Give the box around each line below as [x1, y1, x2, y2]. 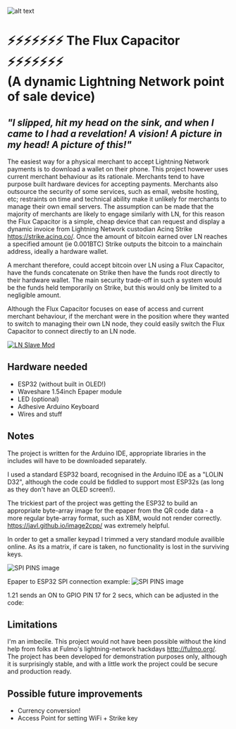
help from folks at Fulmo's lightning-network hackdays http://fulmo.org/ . [7, 645, 217, 654]
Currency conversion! [17, 706, 81, 715]
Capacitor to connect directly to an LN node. [7, 327, 137, 335]
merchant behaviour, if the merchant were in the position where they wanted [7, 312, 229, 320]
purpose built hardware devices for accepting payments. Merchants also [7, 180, 218, 188]
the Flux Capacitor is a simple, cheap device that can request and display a [7, 217, 225, 226]
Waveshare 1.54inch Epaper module [17, 387, 122, 396]
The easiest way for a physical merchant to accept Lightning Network [7, 157, 209, 166]
